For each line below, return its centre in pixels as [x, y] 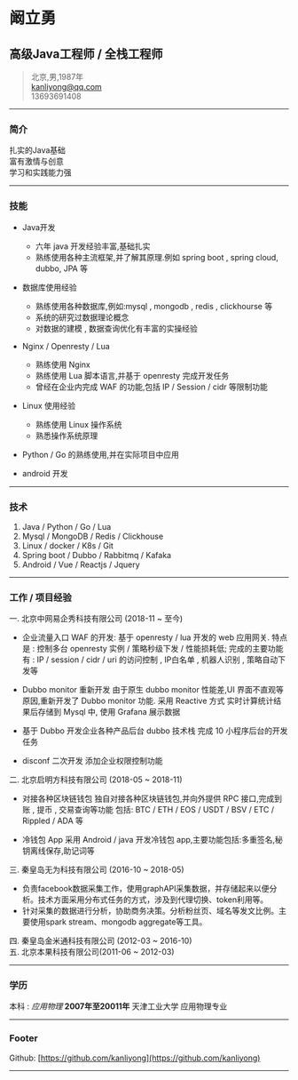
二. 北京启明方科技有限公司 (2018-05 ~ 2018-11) [96, 780]
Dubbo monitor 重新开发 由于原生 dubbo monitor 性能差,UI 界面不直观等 [153, 690]
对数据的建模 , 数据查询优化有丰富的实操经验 [116, 328]
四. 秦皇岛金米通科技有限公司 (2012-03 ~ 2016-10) [101, 941]
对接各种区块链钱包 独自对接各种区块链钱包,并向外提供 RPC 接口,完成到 [152, 799]
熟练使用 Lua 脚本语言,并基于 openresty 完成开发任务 [132, 375]
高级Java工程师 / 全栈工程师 [86, 54]
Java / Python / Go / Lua [67, 526]
